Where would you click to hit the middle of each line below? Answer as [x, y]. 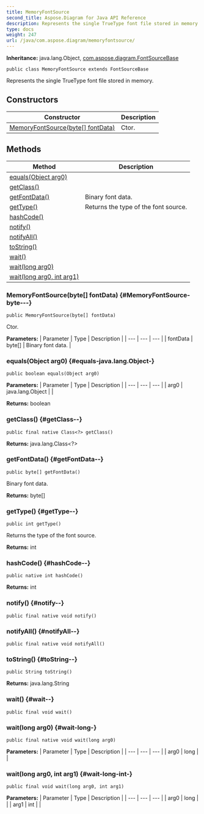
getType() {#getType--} [42, 511]
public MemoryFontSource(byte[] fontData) [61, 315]
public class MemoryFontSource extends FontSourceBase [78, 69]
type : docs [20, 29]
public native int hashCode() [45, 576]
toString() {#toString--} [42, 659]
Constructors [32, 100]
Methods [24, 149]
